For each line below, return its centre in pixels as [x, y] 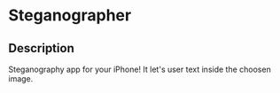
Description [41, 48]
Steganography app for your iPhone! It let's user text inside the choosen [140, 69]
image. [21, 79]
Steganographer [70, 15]
